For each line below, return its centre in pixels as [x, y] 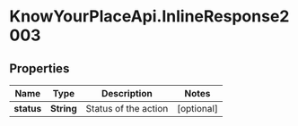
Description [127, 93]
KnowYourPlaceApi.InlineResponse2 [149, 17]
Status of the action [127, 109]
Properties [39, 68]
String [64, 109]
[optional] [197, 109]
